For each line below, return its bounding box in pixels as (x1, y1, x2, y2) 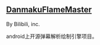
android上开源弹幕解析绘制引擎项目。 (6, 33, 98, 40)
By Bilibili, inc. (6, 20, 40, 27)
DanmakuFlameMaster (6, 5, 92, 15)
